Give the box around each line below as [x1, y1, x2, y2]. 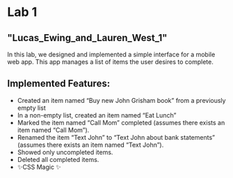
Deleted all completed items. [17, 155, 99, 163]
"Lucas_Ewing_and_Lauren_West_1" [7, 32, 168, 44]
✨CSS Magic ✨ [17, 163, 61, 171]
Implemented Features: [7, 78, 111, 90]
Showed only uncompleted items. [17, 147, 113, 156]
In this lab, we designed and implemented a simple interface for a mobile [7, 50, 216, 58]
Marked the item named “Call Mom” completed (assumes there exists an [17, 118, 225, 127]
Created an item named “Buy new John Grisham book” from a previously [17, 96, 226, 104]
